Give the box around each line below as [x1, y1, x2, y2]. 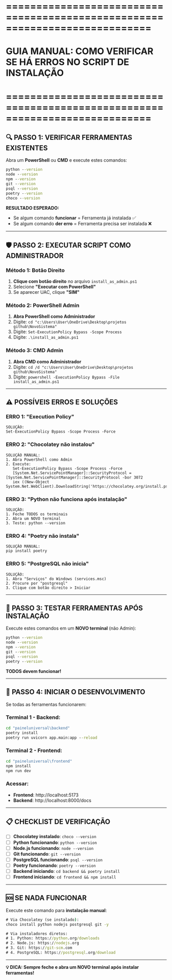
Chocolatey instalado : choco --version [13, 834, 96, 840]
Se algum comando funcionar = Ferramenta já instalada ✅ [13, 215, 137, 221]
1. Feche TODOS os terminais [6, 512, 68, 517]
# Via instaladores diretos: [6, 931, 68, 936]
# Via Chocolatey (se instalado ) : [6, 917, 80, 922]
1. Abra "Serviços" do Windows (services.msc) [6, 576, 107, 582]
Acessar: [6, 780, 29, 787]
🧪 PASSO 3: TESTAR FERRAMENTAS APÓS [6, 604, 143, 613]
